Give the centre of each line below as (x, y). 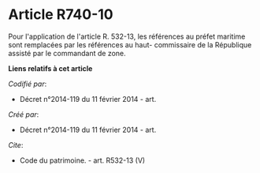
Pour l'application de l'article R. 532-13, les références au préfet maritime (127, 36)
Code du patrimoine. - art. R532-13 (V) (82, 160)
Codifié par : (28, 84)
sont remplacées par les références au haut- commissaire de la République (130, 44)
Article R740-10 (61, 15)
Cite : (16, 145)
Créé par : (24, 114)
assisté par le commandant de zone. (67, 53)
